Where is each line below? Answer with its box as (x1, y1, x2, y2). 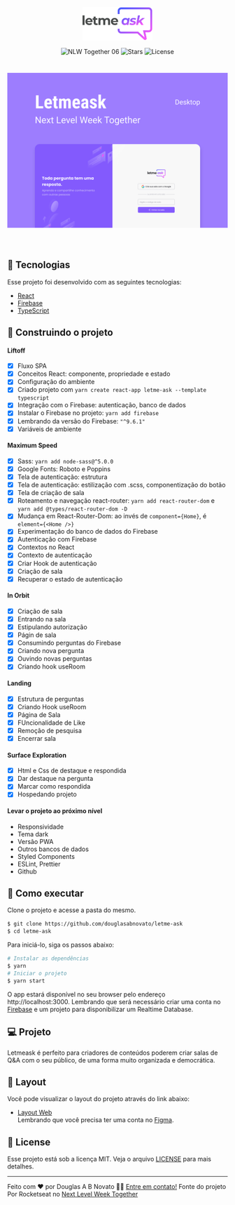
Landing (7, 679, 31, 687)
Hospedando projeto (17, 790, 77, 798)
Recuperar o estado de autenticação (17, 574, 123, 583)
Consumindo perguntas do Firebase (17, 639, 121, 647)
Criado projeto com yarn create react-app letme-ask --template (17, 386, 207, 394)
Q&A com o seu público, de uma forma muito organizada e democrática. (7, 1055, 215, 1064)
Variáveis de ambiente (17, 425, 82, 433)
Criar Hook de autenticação (17, 559, 97, 567)
